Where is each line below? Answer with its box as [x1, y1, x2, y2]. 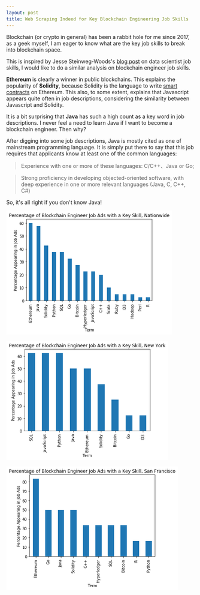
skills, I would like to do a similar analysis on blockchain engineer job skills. [6, 64, 190, 71]
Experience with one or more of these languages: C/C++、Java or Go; [20, 162, 195, 169]
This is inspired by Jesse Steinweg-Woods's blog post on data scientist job [6, 58, 192, 65]
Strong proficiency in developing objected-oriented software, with [20, 174, 184, 181]
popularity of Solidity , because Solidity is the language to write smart [6, 82, 178, 89]
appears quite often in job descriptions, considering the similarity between [6, 95, 190, 102]
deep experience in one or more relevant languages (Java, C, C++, [20, 181, 186, 188]
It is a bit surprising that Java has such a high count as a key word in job [6, 113, 184, 120]
